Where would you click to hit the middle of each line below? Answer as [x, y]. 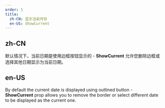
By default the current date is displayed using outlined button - [69, 90]
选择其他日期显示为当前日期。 [35, 62]
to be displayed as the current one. [41, 100]
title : [12, 14]
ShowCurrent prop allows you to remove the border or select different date [82, 95]
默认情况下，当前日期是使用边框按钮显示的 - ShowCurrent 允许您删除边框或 [82, 56]
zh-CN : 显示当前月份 [28, 19]
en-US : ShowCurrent [30, 23]
